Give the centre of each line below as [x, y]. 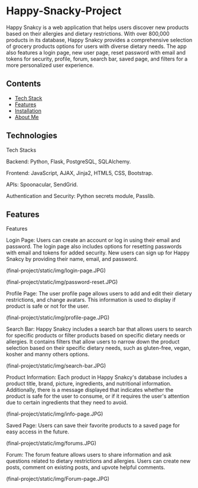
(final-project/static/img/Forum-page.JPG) [58, 479]
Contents [24, 84]
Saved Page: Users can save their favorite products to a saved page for [93, 426]
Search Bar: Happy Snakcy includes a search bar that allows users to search [99, 329]
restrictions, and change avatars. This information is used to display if [91, 300]
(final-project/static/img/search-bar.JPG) [56, 366]
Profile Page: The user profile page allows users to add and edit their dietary [99, 294]
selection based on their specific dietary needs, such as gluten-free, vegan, [98, 348]
